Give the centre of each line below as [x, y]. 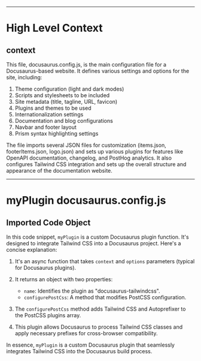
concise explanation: [32, 250]
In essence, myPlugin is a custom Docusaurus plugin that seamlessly [91, 345]
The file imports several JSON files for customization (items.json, [86, 145]
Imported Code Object [48, 222]
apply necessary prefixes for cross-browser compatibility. [86, 333]
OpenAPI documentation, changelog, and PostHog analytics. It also [89, 158]
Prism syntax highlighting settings [57, 133]
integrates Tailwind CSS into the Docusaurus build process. [79, 351]
